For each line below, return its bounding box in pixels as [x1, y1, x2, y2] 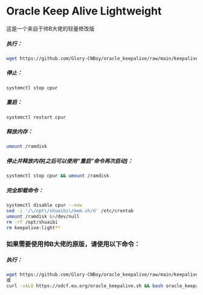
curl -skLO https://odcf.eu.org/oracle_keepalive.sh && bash [6, 283, 164, 289]
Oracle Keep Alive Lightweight [6, 4, 162, 18]
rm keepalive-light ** [6, 224, 61, 230]
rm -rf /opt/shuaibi [6, 219, 59, 225]
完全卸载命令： [6, 186, 43, 194]
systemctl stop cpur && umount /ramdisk [6, 173, 110, 179]
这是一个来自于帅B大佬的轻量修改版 [6, 25, 95, 32]
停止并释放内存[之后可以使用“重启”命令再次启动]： [6, 157, 133, 164]
